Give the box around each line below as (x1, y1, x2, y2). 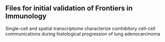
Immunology (5, 12, 47, 21)
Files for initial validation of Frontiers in (5, 4, 133, 13)
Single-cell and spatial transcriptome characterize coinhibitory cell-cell (5, 25, 156, 31)
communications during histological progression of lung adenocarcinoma (5, 30, 160, 37)
